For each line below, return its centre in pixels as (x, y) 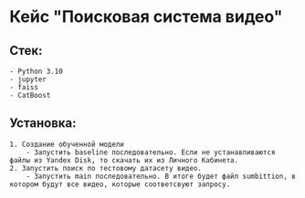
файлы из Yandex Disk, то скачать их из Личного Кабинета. (124, 160)
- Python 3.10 (37, 71)
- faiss (24, 88)
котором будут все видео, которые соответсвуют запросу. (120, 184)
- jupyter (28, 79)
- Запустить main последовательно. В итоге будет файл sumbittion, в (161, 176)
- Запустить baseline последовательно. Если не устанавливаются (151, 152)
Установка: (43, 124)
